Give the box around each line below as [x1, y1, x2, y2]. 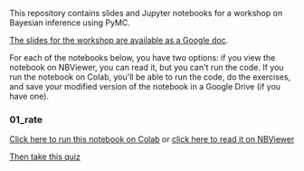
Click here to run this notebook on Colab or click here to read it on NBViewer [9, 134, 295, 145]
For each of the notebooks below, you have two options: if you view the [9, 52, 276, 62]
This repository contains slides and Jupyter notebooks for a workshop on [9, 8, 283, 18]
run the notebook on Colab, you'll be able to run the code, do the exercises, [9, 71, 291, 82]
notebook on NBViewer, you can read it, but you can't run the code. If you [9, 62, 284, 72]
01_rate [9, 113, 43, 126]
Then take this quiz [9, 151, 81, 162]
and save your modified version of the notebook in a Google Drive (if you [9, 81, 281, 91]
